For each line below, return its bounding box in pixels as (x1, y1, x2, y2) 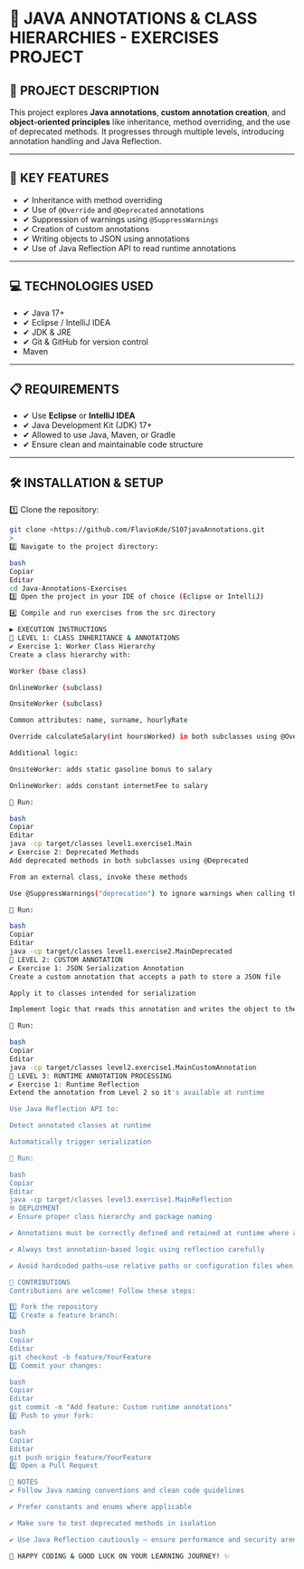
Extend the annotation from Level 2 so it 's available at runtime (9, 1088, 265, 1097)
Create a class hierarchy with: (9, 650, 131, 659)
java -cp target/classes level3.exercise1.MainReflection (9, 1195, 233, 1204)
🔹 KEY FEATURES (9, 171, 109, 186)
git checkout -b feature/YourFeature (9, 1352, 152, 1361)
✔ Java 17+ (22, 307, 65, 318)
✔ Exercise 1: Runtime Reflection (9, 1079, 140, 1089)
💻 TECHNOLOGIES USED (9, 278, 154, 294)
